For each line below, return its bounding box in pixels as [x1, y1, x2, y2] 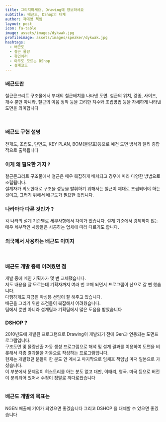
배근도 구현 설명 [5, 128, 41, 135]
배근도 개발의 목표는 [5, 393, 50, 400]
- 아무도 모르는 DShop [9, 58, 51, 63]
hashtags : [5, 40, 26, 45]
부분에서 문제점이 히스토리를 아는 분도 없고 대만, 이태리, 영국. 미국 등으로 [10, 369, 151, 375]
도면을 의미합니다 [5, 105, 39, 111]
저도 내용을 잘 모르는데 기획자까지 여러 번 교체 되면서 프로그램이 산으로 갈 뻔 [5, 281, 153, 287]
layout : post [5, 21, 32, 26]
